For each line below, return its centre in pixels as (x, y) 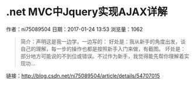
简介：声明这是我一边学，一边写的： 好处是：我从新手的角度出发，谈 (103, 41)
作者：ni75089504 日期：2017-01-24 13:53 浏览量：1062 (74, 29)
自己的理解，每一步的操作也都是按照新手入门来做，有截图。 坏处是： (103, 49)
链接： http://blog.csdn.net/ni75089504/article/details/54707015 (83, 76)
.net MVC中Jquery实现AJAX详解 (87, 12)
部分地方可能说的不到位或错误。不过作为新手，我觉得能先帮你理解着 (102, 56)
